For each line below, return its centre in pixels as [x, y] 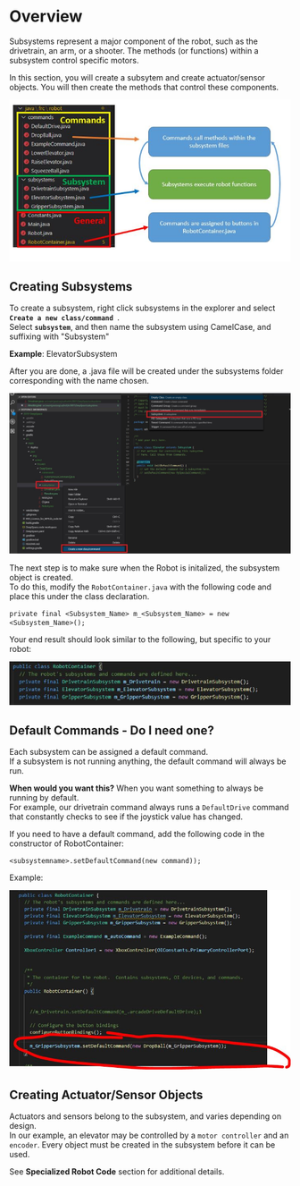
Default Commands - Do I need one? [112, 730]
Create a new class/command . [65, 318]
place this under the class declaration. [79, 597]
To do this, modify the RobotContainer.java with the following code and [141, 587]
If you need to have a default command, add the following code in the [137, 834]
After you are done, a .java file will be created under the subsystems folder [146, 371]
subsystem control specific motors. [74, 60]
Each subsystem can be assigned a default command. [109, 751]
